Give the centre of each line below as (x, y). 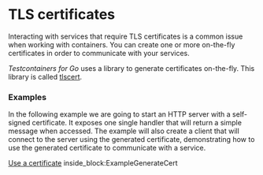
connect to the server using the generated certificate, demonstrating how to (131, 140)
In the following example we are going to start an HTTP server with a (119, 114)
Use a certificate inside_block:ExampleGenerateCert (93, 163)
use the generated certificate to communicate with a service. (107, 148)
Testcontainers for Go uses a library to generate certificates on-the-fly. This (131, 68)
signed (19, 123)
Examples (28, 97)
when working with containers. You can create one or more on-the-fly (122, 44)
